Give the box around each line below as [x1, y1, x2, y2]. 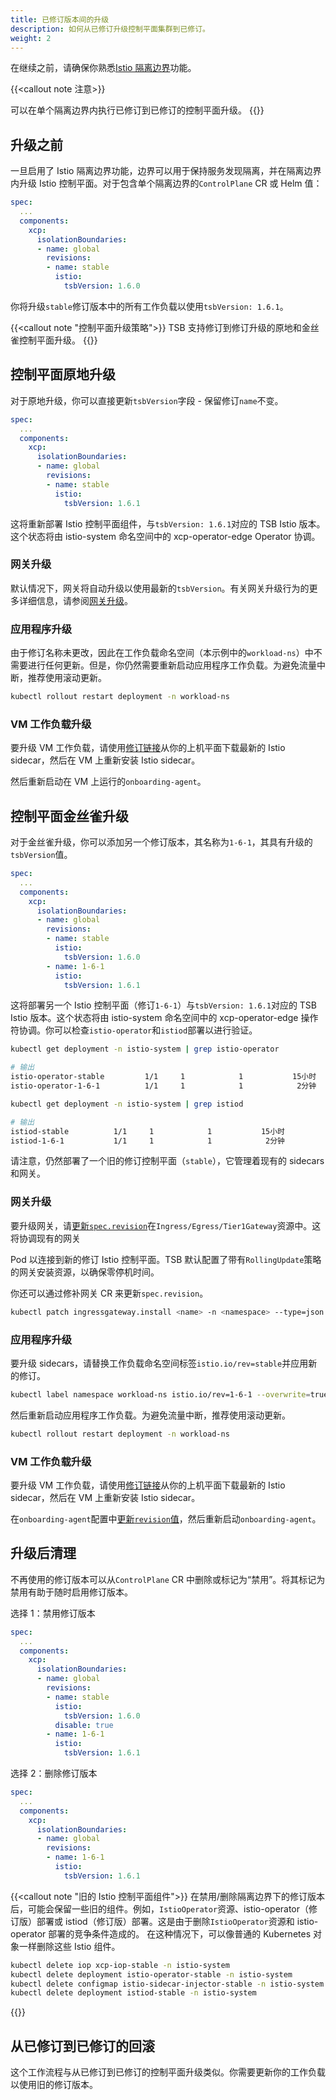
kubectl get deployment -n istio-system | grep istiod [10, 1099, 244, 1109]
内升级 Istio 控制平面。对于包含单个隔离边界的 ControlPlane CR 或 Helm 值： [10, 177, 323, 190]
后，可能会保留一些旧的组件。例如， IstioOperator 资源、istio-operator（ [10, 1902, 310, 1915]
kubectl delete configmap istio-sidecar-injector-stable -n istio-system [10, 1979, 325, 1989]
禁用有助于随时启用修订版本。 [10, 1586, 133, 1598]
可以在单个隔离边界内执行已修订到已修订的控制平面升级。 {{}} [10, 104, 265, 116]
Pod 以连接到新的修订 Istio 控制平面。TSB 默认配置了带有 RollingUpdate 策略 [10, 1253, 322, 1265]
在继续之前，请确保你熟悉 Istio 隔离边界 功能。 [10, 62, 197, 74]
